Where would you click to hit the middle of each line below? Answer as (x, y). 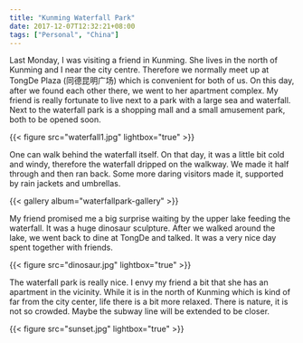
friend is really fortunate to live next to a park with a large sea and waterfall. (150, 100)
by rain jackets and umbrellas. (65, 184)
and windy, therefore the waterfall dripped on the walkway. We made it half (149, 165)
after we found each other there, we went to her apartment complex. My (144, 91)
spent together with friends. (61, 248)
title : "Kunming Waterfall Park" (72, 18)
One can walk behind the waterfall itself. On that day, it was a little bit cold (147, 155)
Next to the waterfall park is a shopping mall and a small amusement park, (147, 110)
